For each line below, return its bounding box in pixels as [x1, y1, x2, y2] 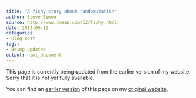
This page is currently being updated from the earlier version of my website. [6, 68, 191, 75]
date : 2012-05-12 [6, 24, 49, 31]
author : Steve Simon [6, 14, 57, 20]
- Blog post [6, 36, 35, 41]
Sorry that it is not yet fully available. [6, 74, 95, 81]
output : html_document [6, 52, 62, 58]
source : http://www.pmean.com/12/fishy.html [6, 19, 117, 25]
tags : [6, 41, 19, 47]
